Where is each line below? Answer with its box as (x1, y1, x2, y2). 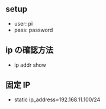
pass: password (14, 26, 53, 33)
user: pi (14, 20, 33, 27)
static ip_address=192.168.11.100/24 (14, 96, 101, 103)
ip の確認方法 (5, 45, 54, 55)
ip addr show (14, 61, 47, 68)
